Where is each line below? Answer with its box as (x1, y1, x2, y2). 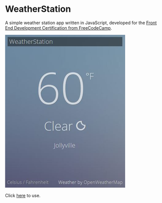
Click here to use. (5, 192, 41, 198)
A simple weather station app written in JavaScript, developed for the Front (5, 20, 157, 26)
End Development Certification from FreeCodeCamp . (5, 25, 112, 31)
